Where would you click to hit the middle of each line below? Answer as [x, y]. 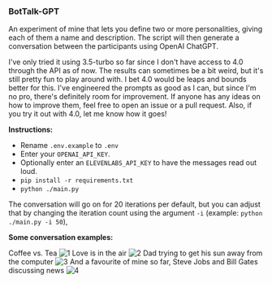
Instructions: [31, 130]
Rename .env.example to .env [69, 146]
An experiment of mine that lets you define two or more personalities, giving [136, 29]
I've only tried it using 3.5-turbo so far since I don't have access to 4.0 [126, 62]
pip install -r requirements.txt [77, 181]
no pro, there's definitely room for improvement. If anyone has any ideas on [135, 97]
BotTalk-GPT [34, 11]
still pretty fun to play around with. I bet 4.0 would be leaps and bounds [127, 80]
